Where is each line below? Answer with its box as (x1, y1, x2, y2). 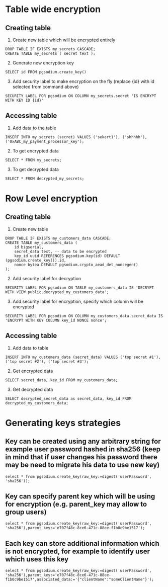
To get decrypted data (12, 166, 59, 172)
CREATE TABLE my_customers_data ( (5, 240, 78, 245)
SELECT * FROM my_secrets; (5, 157, 62, 162)
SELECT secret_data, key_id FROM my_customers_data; (5, 377, 118, 383)
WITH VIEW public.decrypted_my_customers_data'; (5, 289, 109, 295)
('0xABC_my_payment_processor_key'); (5, 139, 85, 144)
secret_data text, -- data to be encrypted (14, 249, 107, 254)
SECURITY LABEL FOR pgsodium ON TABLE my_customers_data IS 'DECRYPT (5, 285, 154, 290)
